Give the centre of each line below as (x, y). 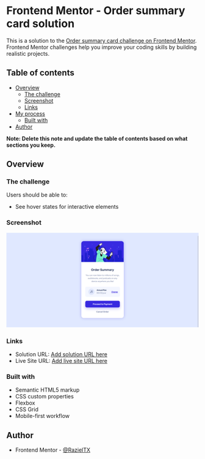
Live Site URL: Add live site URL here (61, 361)
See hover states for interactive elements (67, 207)
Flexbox (25, 403)
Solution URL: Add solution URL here (61, 354)
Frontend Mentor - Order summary (96, 11)
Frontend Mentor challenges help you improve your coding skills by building (102, 47)
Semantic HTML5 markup (47, 390)
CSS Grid (27, 409)
